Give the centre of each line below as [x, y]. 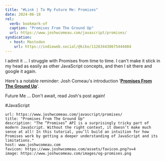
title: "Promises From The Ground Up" [45, 119]
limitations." [20, 140]
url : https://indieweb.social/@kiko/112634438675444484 [73, 47]
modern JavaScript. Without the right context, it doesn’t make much [78, 127]
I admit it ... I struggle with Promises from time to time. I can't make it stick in [83, 60]
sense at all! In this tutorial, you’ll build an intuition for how [77, 132]
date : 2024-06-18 [23, 14]
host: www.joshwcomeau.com [33, 145]
